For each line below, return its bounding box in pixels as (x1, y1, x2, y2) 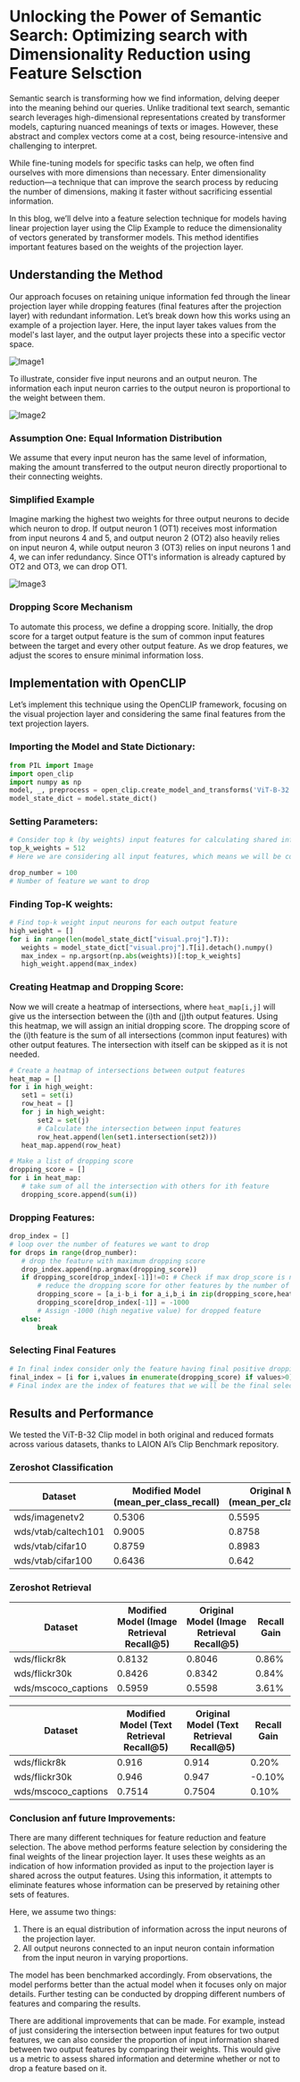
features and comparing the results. (9, 1998, 141, 2009)
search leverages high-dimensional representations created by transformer (9, 112, 286, 122)
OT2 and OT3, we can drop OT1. (9, 561, 128, 572)
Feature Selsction (9, 63, 143, 84)
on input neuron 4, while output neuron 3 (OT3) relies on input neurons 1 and (9, 543, 292, 553)
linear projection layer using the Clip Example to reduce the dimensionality (9, 222, 283, 233)
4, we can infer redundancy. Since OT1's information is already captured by (9, 552, 287, 562)
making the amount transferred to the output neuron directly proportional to (9, 462, 287, 473)
